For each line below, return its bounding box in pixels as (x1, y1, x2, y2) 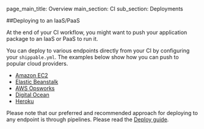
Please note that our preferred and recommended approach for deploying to (6, 110, 199, 116)
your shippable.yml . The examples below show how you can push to (6, 54, 179, 60)
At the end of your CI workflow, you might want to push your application (6, 29, 188, 36)
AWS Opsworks (15, 85, 55, 92)
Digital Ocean (15, 91, 50, 98)
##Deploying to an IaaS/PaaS (6, 17, 81, 24)
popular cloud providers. (6, 60, 68, 67)
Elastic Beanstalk (15, 78, 59, 85)
